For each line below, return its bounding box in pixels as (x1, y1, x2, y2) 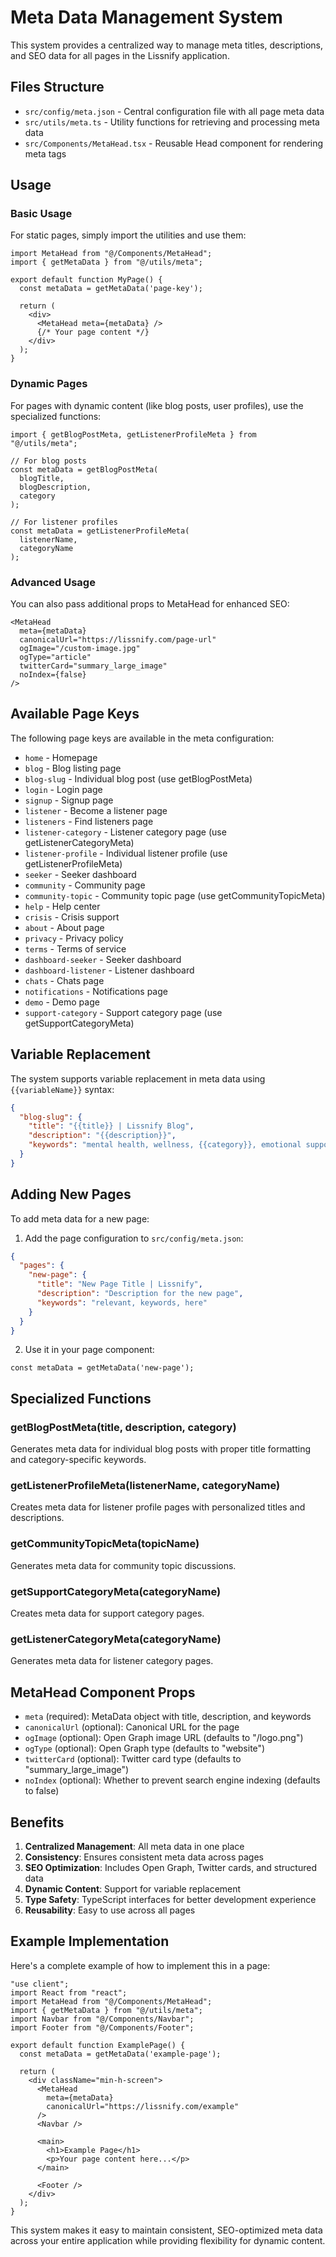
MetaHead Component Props (10, 1684, 196, 1701)
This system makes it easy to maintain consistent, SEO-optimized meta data (10, 2224, 323, 2236)
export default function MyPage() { (10, 275, 163, 285)
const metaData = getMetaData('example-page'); (19, 2049, 222, 2059)
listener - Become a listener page (24, 804, 168, 816)
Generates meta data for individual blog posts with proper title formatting (10, 1443, 311, 1455)
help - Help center (24, 900, 101, 912)
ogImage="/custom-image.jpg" (19, 644, 141, 654)
